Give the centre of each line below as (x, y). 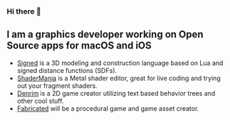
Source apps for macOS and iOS (79, 46)
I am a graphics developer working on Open (105, 35)
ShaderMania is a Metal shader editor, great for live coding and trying (119, 78)
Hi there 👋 (24, 11)
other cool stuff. (40, 101)
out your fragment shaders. (57, 86)
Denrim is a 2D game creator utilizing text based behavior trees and (116, 93)
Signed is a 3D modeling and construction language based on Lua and (120, 63)
